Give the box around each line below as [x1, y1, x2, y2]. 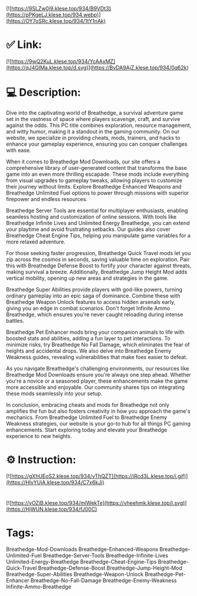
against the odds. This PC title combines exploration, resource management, [6, 122, 192, 129]
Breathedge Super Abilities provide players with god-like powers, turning [6, 286, 182, 293]
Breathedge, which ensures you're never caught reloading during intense [6, 311, 183, 318]
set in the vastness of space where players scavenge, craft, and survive [6, 115, 181, 122]
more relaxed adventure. [6, 238, 66, 245]
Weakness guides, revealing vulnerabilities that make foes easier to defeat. [6, 353, 188, 360]
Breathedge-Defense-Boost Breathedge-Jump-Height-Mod [38, 564, 182, 571]
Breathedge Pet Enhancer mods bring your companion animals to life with [6, 329, 185, 336]
